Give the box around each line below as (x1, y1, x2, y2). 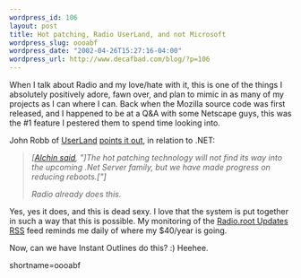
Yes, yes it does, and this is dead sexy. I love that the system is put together (9, 206, 289, 216)
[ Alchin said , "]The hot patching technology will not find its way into (30, 152, 283, 162)
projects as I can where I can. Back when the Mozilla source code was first (9, 99, 286, 109)
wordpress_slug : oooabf (9, 38, 99, 48)
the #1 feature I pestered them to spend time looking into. (9, 117, 221, 128)
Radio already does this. (30, 189, 122, 199)
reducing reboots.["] (30, 171, 107, 182)
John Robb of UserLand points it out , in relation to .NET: (9, 135, 216, 145)
